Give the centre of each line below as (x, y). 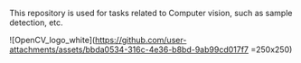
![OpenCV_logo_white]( (52, 40)
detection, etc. (36, 22)
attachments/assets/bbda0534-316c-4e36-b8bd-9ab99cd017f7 (129, 49)
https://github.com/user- (141, 40)
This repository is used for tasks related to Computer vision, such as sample (151, 13)
